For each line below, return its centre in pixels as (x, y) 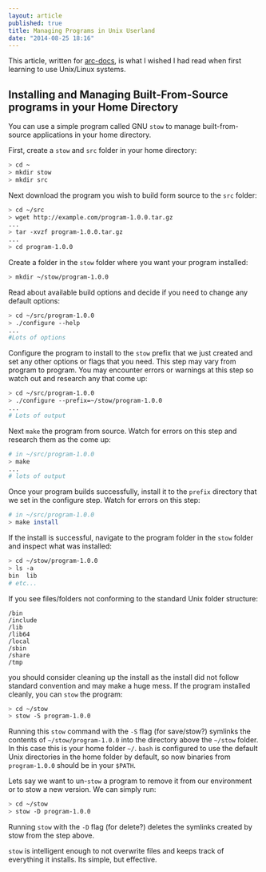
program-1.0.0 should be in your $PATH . (72, 766)
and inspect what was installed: (60, 546)
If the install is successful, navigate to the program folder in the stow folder (131, 538)
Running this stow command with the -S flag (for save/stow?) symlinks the (130, 731)
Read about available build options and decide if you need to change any (128, 292)
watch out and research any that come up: (78, 379)
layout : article (35, 16)
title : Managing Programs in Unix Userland (82, 30)
